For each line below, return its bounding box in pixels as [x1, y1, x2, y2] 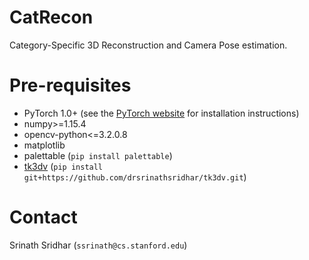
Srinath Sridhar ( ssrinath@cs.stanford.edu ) [9, 239, 188, 251]
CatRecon [9, 6, 94, 29]
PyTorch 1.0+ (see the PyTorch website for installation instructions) [23, 107, 300, 119]
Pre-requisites [9, 74, 132, 97]
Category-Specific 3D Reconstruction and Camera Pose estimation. [9, 39, 288, 51]
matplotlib [23, 139, 66, 151]
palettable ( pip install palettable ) [23, 149, 173, 161]
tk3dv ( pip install [23, 160, 104, 172]
